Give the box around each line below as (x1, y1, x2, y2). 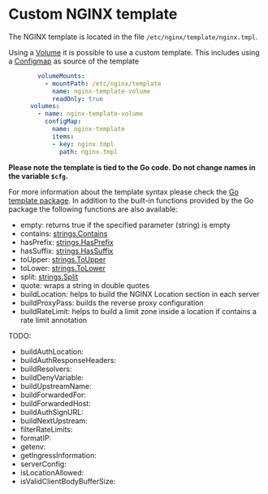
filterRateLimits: (19, 424, 73, 434)
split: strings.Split (19, 272, 79, 282)
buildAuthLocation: (19, 347, 84, 356)
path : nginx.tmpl (59, 147, 118, 155)
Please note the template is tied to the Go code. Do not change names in (8, 162, 256, 172)
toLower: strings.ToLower (19, 263, 106, 273)
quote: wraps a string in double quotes (19, 280, 150, 290)
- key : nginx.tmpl (51, 140, 115, 148)
